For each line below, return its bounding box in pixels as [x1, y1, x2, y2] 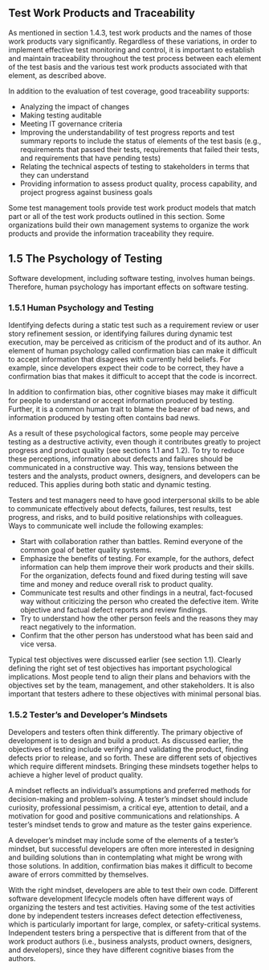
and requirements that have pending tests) [19, 153, 161, 163]
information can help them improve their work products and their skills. [19, 562, 255, 572]
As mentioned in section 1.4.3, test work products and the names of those [8, 27, 252, 37]
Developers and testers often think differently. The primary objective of [8, 728, 243, 737]
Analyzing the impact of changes [19, 101, 130, 111]
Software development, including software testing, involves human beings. [8, 273, 255, 283]
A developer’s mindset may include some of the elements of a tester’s [8, 836, 239, 845]
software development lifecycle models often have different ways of [8, 894, 234, 904]
